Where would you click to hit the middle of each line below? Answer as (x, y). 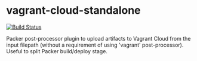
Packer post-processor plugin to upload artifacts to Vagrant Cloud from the (98, 38)
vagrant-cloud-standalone (74, 10)
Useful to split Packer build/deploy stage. (57, 51)
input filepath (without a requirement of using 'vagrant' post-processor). (95, 45)
